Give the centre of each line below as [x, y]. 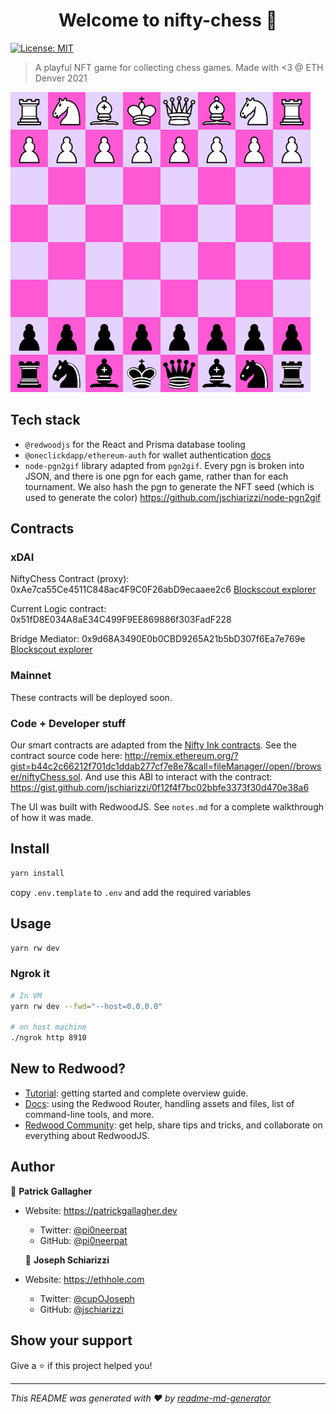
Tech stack [45, 420]
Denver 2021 [61, 78]
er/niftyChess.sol [45, 777]
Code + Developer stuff [68, 723]
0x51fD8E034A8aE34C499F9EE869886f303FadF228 [121, 620]
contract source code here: [66, 756]
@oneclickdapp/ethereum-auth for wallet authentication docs [148, 455]
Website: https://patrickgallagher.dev [101, 1210]
